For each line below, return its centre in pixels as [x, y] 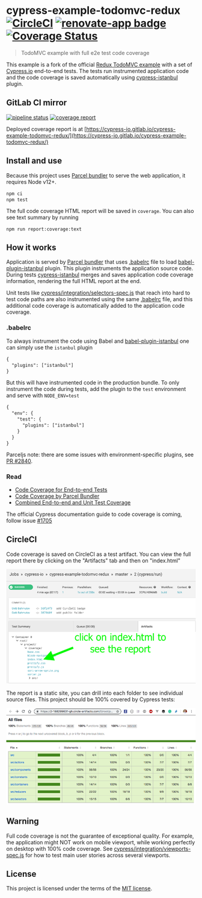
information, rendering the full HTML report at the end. [74, 281]
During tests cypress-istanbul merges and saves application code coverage [100, 275]
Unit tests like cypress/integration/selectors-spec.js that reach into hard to [98, 293]
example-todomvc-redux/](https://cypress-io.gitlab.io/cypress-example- [96, 135]
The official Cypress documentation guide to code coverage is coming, [94, 514]
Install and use [34, 161]
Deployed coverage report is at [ [46, 129]
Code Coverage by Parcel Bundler [57, 496]
